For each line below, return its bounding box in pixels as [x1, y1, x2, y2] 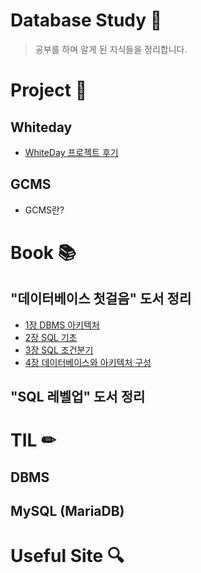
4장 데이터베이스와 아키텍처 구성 [24, 356, 152, 368]
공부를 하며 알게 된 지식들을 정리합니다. [34, 43, 188, 55]
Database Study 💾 [10, 9, 163, 32]
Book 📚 [10, 241, 77, 264]
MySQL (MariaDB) [10, 503, 125, 520]
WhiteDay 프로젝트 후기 [24, 146, 119, 158]
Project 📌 [10, 79, 88, 102]
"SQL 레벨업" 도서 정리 [10, 389, 146, 406]
